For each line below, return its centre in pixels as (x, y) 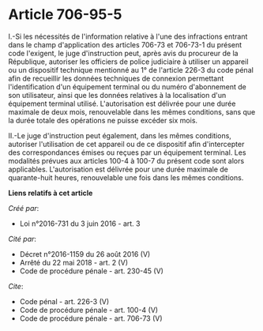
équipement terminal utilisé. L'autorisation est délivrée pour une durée (122, 103)
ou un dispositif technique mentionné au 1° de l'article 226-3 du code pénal (131, 70)
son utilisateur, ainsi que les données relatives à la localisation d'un (117, 95)
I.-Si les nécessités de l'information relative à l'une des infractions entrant (128, 36)
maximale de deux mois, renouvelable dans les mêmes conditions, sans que (132, 111)
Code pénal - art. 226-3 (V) (64, 301)
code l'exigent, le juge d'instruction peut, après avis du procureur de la (123, 53)
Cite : (16, 286)
